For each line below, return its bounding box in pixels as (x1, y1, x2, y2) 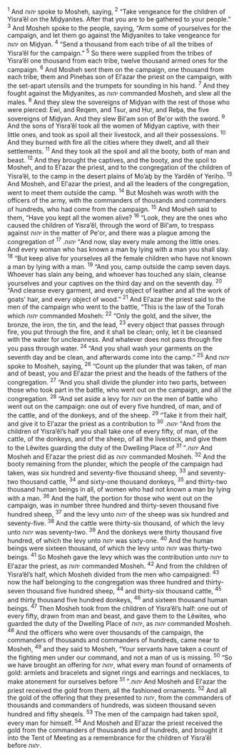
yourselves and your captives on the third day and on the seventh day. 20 (7, 278, 223, 288)
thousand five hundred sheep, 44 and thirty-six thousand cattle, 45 (26, 585, 222, 595)
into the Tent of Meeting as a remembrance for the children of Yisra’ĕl (7, 734, 212, 742)
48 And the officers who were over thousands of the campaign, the (7, 627, 204, 637)
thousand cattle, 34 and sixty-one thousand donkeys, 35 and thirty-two (20, 476, 228, 486)
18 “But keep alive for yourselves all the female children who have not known (7, 253, 232, 263)
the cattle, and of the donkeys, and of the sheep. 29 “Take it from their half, (7, 410, 228, 420)
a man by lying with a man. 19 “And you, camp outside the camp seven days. (7, 261, 231, 270)
